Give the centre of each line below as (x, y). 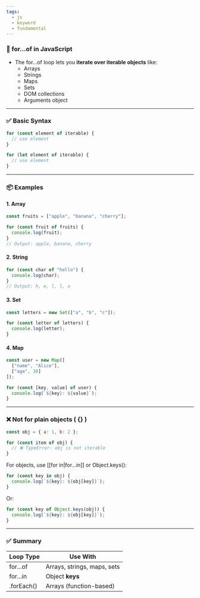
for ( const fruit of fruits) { (45, 227)
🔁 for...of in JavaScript (39, 49)
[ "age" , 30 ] (26, 371)
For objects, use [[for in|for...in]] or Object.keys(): (66, 465)
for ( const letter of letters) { (48, 323)
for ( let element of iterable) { (48, 155)
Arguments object (46, 100)
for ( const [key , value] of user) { (51, 387)
